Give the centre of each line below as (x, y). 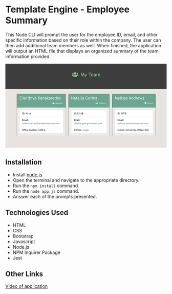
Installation (24, 162)
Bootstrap (23, 236)
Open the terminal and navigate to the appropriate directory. (76, 180)
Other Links (24, 274)
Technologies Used (37, 213)
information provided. (28, 56)
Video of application (27, 286)
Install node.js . (28, 174)
